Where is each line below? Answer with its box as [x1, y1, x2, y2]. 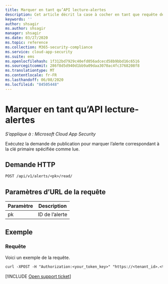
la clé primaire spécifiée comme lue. [5, 146, 80, 152]
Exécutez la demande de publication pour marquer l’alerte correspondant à [5, 140, 160, 147]
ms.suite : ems [5, 54, 35, 59]
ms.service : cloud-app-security [5, 49, 72, 54]
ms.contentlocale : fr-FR [5, 73, 57, 78]
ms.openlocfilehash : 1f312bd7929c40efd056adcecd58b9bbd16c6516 [5, 59, 140, 64]
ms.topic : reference [5, 40, 48, 45]
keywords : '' [5, 17, 32, 22]
